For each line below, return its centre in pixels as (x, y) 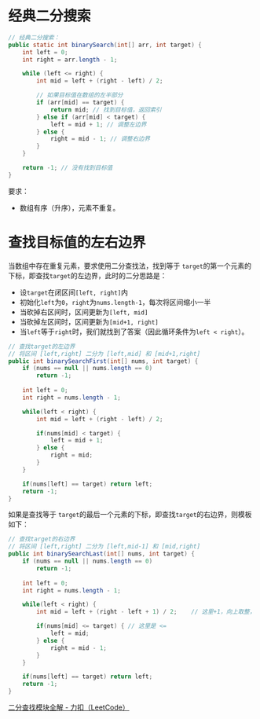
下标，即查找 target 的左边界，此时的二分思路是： (88, 275)
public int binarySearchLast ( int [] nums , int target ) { (101, 554)
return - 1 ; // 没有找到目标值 (68, 168)
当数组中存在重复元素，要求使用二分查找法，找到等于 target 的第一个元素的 (130, 266)
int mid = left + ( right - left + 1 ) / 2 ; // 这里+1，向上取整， (146, 612)
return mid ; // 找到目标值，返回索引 (106, 110)
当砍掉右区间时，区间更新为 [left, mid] (84, 312)
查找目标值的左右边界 (77, 242)
